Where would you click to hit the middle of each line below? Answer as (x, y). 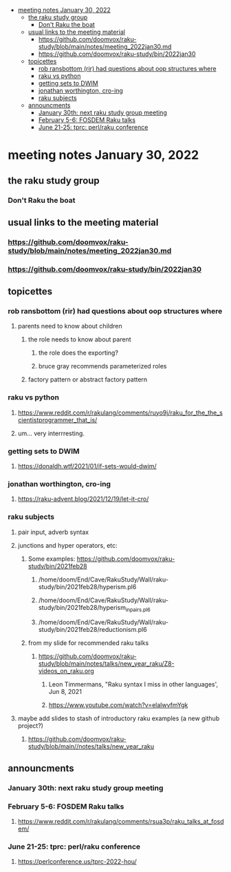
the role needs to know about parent (79, 339)
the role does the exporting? (78, 353)
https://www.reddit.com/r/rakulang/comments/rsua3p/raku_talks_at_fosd (121, 822)
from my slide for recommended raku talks (88, 643)
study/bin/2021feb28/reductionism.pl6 (92, 630)
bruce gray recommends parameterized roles (102, 366)
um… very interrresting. (51, 433)
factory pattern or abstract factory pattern (88, 379)
